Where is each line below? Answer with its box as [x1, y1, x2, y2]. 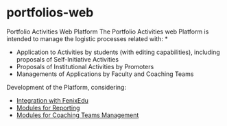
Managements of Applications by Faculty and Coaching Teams [16, 70, 194, 78]
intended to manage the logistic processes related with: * [6, 34, 169, 42]
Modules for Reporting [16, 103, 80, 112]
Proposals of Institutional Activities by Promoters [16, 62, 154, 71]
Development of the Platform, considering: [6, 83, 126, 91]
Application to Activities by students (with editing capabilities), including [16, 48, 220, 56]
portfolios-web [6, 5, 94, 21]
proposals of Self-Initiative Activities [16, 55, 119, 63]
